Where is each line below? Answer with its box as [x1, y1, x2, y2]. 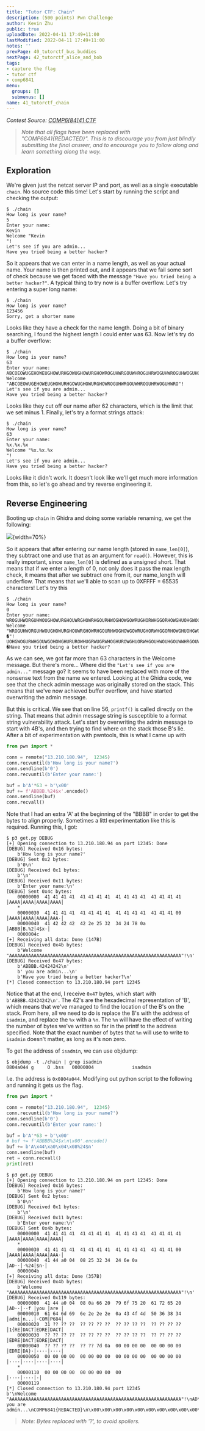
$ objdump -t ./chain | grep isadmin [6, 1059, 103, 1065]
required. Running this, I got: [6, 823, 78, 831]
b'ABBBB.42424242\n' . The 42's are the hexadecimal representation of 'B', [6, 997, 190, 1004]
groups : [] [12, 88, 40, 95]
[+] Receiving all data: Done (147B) [6, 937, 103, 943]
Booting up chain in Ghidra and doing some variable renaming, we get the [6, 514, 192, 522]
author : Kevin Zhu [6, 20, 53, 26]
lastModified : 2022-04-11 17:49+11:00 [6, 37, 105, 43]
